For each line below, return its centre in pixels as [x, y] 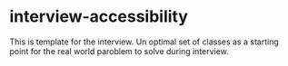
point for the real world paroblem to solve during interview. [119, 51]
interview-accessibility [99, 17]
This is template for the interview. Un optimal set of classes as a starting [144, 42]
